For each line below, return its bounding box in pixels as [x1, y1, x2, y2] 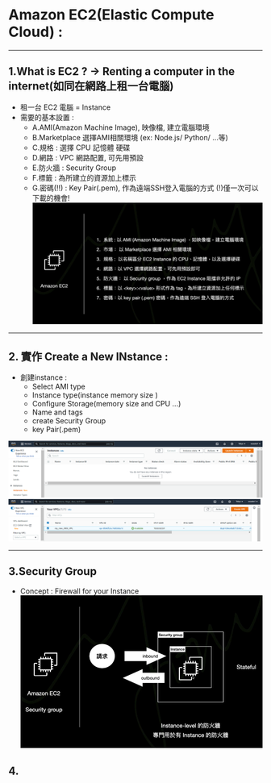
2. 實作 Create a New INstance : [8, 349, 169, 364]
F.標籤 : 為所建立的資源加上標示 [31, 173, 137, 182]
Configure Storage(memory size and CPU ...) [31, 399, 181, 409]
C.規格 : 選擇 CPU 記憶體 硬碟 [31, 143, 131, 152]
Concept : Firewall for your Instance [19, 586, 140, 596]
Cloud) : [8, 23, 63, 41]
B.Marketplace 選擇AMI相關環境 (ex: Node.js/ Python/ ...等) [31, 132, 228, 142]
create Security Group [31, 416, 106, 426]
